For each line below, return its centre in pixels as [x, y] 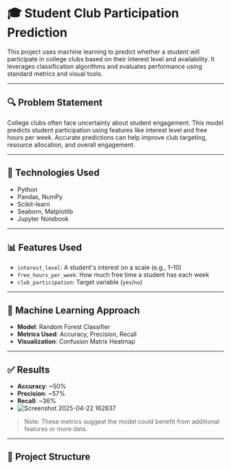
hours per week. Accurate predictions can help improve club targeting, [107, 137]
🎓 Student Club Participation [93, 13]
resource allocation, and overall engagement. [71, 145]
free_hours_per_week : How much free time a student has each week [113, 275]
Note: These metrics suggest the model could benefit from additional [122, 421]
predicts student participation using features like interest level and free [107, 130]
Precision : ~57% [41, 394]
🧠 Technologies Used [53, 173]
